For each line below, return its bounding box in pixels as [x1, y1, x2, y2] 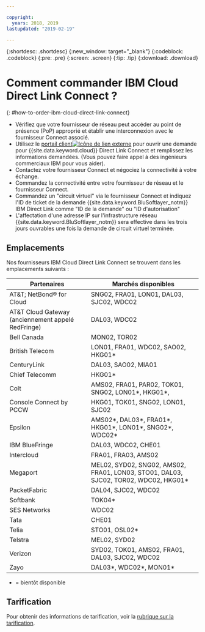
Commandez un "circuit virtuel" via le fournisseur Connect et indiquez [15, 192, 192, 199]
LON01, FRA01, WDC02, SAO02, [90, 343, 186, 352]
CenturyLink [9, 360, 45, 369]
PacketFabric [9, 486, 48, 494]
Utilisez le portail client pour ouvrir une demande [15, 140, 197, 147]
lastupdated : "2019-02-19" [6, 26, 75, 32]
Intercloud [9, 451, 38, 459]
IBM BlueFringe [9, 441, 54, 450]
